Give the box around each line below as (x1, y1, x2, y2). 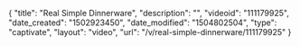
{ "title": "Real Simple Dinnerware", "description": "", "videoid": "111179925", (8, 8, 290, 18)
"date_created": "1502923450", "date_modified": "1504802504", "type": (8, 17, 277, 28)
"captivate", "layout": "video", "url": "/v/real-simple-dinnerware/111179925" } (8, 27, 292, 37)
